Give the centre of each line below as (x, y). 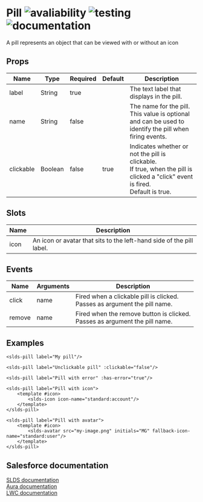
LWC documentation (32, 493)
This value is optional (160, 114)
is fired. (140, 184)
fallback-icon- (171, 431)
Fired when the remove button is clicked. (133, 314)
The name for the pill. (160, 106)
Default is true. (150, 192)
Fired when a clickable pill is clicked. (127, 296)
